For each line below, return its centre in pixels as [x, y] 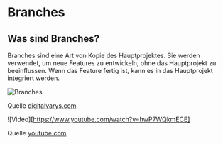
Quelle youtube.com [37, 133]
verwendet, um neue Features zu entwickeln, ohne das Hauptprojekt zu [112, 63]
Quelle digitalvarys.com [42, 106]
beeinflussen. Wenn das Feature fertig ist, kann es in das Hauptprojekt [110, 71]
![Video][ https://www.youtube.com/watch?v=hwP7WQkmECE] [99, 119]
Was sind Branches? [54, 39]
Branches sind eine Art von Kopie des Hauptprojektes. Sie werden [104, 55]
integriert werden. [34, 78]
